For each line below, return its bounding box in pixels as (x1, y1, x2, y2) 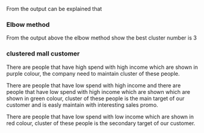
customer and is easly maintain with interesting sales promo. (6, 101, 158, 109)
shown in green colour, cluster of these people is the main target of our (6, 95, 185, 102)
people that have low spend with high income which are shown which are (6, 88, 191, 95)
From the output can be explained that (6, 5, 102, 12)
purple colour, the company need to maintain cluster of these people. (6, 70, 180, 77)
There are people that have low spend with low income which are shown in (6, 113, 194, 120)
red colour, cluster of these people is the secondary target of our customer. (6, 119, 195, 127)
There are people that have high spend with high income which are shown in (6, 63, 199, 71)
